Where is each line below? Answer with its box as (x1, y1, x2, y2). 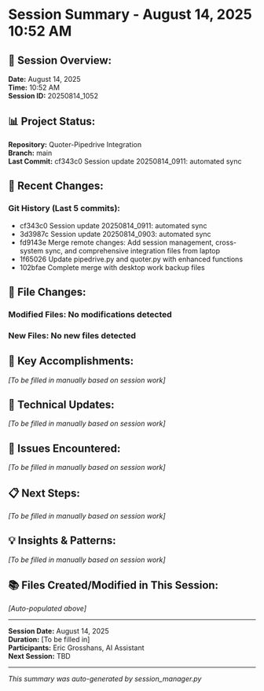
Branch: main (8, 148, 53, 157)
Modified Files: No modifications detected (8, 309, 173, 320)
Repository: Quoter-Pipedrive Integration (8, 139, 142, 149)
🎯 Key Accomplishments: (8, 354, 134, 368)
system (19, 246, 44, 255)
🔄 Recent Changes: (8, 179, 104, 193)
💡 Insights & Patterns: (8, 534, 116, 548)
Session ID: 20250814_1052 (8, 91, 98, 100)
